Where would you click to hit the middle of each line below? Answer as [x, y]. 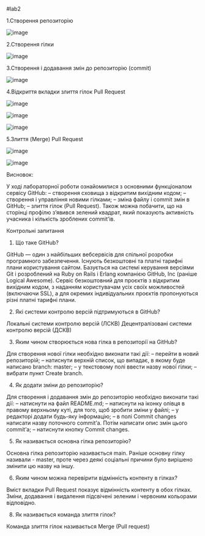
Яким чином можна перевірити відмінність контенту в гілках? [96, 478]
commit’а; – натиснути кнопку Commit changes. [68, 429]
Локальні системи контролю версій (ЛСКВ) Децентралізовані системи [99, 324]
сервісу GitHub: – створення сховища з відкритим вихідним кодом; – [96, 193]
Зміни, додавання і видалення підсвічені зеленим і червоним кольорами [102, 496]
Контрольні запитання [35, 231]
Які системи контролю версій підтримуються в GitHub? [88, 312]
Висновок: [20, 174]
